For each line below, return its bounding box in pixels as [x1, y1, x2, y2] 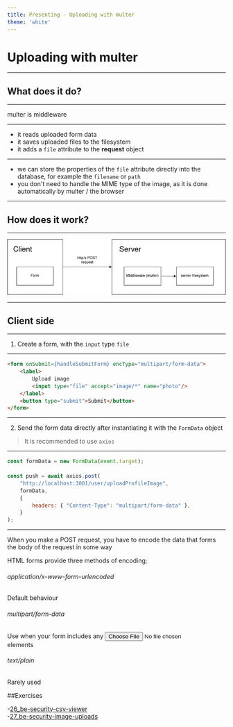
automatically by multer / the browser [17, 187, 125, 196]
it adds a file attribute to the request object [17, 145, 144, 153]
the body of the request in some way [7, 543, 112, 551]
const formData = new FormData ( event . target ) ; [7, 458, 144, 465]
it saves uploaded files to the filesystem [17, 137, 131, 146]
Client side [7, 315, 55, 326]
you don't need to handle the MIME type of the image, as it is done [17, 180, 208, 188]
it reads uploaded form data [17, 131, 97, 139]
